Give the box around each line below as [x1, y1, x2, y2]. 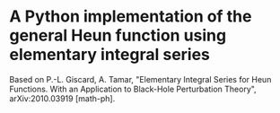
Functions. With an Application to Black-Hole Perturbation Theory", [9, 83, 258, 94]
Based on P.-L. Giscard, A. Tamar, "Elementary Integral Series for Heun [9, 74, 272, 84]
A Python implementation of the [9, 6, 252, 27]
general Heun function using [9, 25, 227, 46]
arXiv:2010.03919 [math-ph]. [9, 92, 116, 104]
